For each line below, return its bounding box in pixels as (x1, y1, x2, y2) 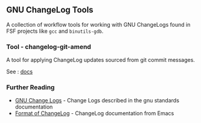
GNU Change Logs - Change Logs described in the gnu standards (14, 97, 180, 104)
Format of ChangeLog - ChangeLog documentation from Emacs (14, 110, 174, 117)
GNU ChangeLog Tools (6, 5, 94, 15)
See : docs (6, 68, 33, 75)
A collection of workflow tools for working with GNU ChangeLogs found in (6, 21, 191, 28)
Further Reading (6, 83, 55, 91)
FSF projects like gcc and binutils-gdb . (6, 27, 104, 35)
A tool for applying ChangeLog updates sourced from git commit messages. (6, 56, 195, 64)
